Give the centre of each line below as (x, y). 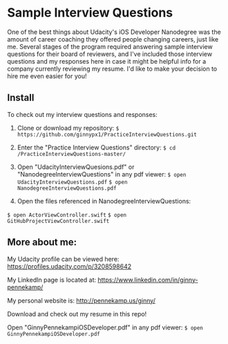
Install (21, 98)
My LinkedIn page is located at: (52, 280)
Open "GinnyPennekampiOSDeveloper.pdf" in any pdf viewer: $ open (105, 327)
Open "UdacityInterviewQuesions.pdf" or (76, 167)
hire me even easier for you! (47, 76)
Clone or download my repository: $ (68, 128)
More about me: (42, 243)
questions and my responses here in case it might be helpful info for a (107, 61)
